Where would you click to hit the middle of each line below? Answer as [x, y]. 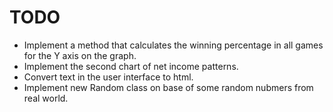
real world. [46, 98]
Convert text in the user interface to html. [108, 77]
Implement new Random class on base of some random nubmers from [168, 87]
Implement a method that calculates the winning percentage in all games [173, 45]
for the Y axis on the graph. [80, 55]
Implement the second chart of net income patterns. [131, 66]
